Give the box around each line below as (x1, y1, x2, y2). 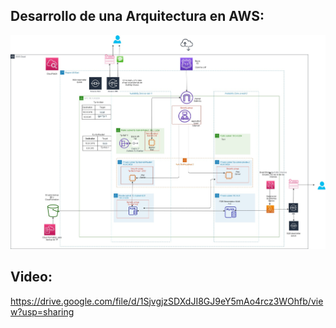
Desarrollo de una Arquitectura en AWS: (10, 8, 265, 25)
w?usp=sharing (10, 305, 75, 318)
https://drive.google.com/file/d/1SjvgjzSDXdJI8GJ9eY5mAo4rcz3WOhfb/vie (10, 295, 324, 307)
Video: (10, 269, 53, 286)
